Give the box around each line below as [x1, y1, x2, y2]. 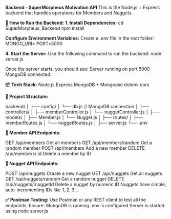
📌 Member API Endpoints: [5, 130, 61, 135]
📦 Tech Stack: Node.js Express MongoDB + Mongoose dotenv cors [5, 82, 149, 88]
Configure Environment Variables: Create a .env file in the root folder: [5, 35, 155, 41]
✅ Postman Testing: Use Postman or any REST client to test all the [5, 197, 146, 203]
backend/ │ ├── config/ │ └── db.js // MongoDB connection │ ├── [5, 104, 149, 109]
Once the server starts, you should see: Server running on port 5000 [5, 66, 150, 72]
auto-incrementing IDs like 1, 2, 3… [5, 187, 78, 193]
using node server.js [5, 208, 49, 214]
